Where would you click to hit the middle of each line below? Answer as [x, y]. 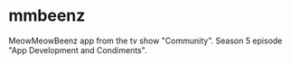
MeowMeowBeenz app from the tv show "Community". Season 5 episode [145, 41]
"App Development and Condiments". [78, 50]
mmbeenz [47, 16]
